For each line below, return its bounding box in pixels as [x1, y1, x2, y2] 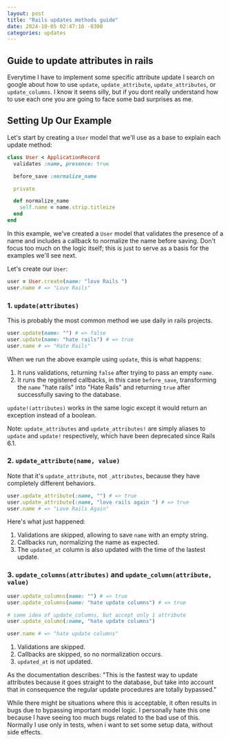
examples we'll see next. [7, 251, 77, 259]
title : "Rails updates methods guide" [7, 17, 118, 23]
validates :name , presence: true [13, 160, 109, 167]
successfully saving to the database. [17, 390, 122, 398]
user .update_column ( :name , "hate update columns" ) [7, 618, 156, 625]
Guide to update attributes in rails [7, 54, 154, 66]
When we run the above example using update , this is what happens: [7, 355, 202, 363]
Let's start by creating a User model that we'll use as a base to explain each [7, 133, 221, 141]
